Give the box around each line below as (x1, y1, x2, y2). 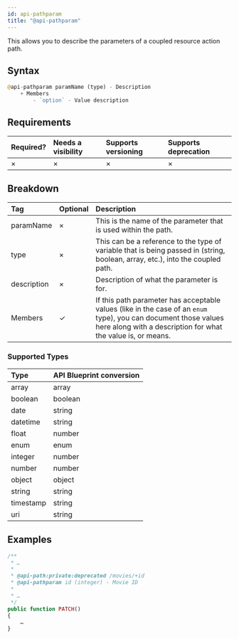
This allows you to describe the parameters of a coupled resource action (7, 36, 221, 45)
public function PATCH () (7, 606, 81, 613)
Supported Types (7, 352, 69, 361)
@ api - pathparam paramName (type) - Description (7, 83, 152, 91)
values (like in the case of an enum (95, 304, 208, 314)
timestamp (11, 497, 47, 507)
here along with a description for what (95, 322, 223, 332)
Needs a (53, 137, 82, 147)
